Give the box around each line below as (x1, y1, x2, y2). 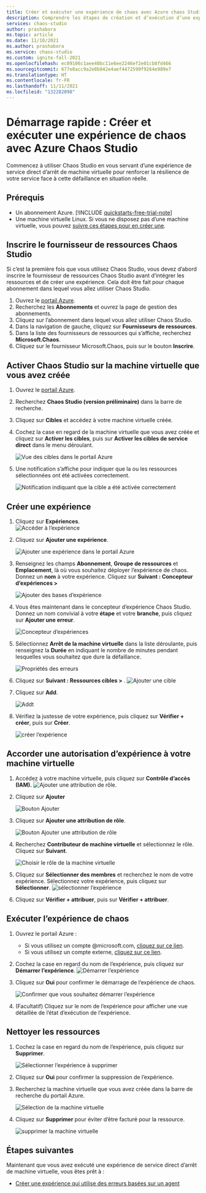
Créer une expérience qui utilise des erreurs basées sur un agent (15, 1179, 180, 1187)
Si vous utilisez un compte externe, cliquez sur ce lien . (24, 948, 162, 956)
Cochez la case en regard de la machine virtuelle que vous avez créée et (15, 428, 199, 436)
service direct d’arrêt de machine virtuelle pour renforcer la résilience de (6, 168, 189, 176)
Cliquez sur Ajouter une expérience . (15, 536, 109, 544)
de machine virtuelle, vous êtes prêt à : (6, 1168, 105, 1175)
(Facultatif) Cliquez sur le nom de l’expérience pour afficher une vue (15, 1002, 188, 1010)
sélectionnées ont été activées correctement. (15, 472, 130, 479)
